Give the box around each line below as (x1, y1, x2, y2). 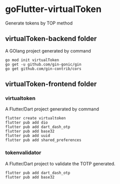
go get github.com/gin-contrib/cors (5, 66, 81, 71)
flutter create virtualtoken (5, 116, 66, 121)
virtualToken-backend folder (5, 34, 97, 43)
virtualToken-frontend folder (5, 80, 97, 88)
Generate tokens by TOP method (5, 20, 73, 26)
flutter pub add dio (5, 120, 48, 125)
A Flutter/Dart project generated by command (5, 106, 99, 112)
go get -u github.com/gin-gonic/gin (5, 61, 81, 67)
